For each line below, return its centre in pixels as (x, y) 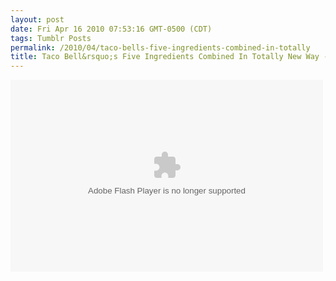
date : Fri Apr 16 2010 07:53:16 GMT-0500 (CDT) (111, 29)
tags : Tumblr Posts (51, 38)
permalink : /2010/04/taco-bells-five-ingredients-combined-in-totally (160, 47)
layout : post (37, 19)
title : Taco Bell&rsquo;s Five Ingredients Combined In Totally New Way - (169, 57)
